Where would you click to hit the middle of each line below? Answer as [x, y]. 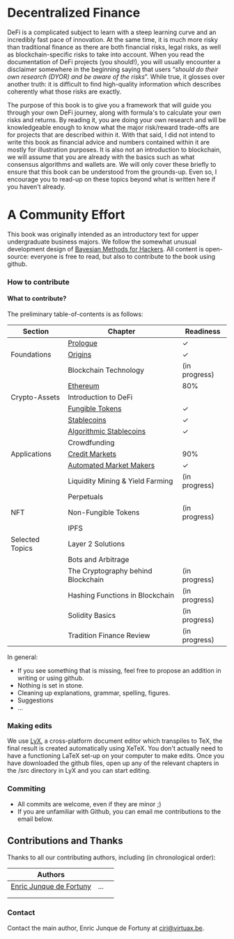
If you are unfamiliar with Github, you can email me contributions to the [119, 811]
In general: [23, 657]
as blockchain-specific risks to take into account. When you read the [106, 54]
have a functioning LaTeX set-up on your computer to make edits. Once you [116, 756]
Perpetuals [85, 497]
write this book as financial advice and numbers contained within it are [109, 142]
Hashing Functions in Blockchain [121, 595]
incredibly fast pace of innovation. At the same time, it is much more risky [112, 39]
